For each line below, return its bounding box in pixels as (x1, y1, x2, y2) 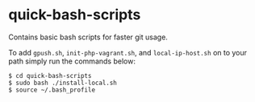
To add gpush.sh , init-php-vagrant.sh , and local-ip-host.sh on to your (8, 47, 248, 57)
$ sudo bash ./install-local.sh (8, 79, 117, 87)
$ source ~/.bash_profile (8, 86, 95, 94)
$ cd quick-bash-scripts (8, 71, 92, 80)
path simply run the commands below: (8, 56, 136, 66)
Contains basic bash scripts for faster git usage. (8, 32, 168, 42)
